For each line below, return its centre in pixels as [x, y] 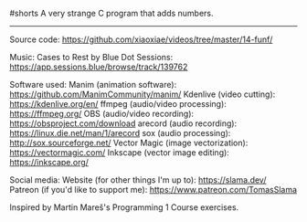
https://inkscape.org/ [49, 162]
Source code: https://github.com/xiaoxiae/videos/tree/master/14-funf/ [141, 39]
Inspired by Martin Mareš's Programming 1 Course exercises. [124, 207]
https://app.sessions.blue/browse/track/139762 [99, 67]
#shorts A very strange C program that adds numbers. [111, 13]
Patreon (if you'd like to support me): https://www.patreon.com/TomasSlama [153, 190]
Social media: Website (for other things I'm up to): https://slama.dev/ [138, 180]
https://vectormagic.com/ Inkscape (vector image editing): [120, 153]
